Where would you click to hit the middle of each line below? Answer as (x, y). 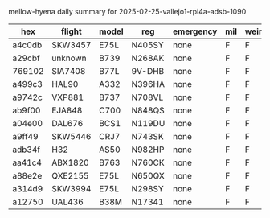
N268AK (148, 58)
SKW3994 (72, 189)
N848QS (148, 110)
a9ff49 (25, 136)
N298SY (148, 189)
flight (71, 31)
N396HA (148, 84)
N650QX (148, 176)
